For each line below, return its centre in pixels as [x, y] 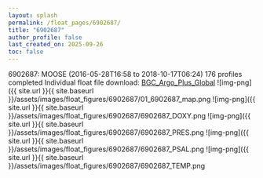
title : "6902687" [37, 30]
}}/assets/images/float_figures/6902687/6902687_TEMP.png [107, 166]
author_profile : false [45, 37]
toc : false [26, 52]
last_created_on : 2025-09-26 [56, 45]
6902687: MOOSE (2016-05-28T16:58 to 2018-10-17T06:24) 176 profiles [125, 74]
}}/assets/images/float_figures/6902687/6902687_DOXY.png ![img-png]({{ [130, 116]
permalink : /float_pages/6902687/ [65, 23]
